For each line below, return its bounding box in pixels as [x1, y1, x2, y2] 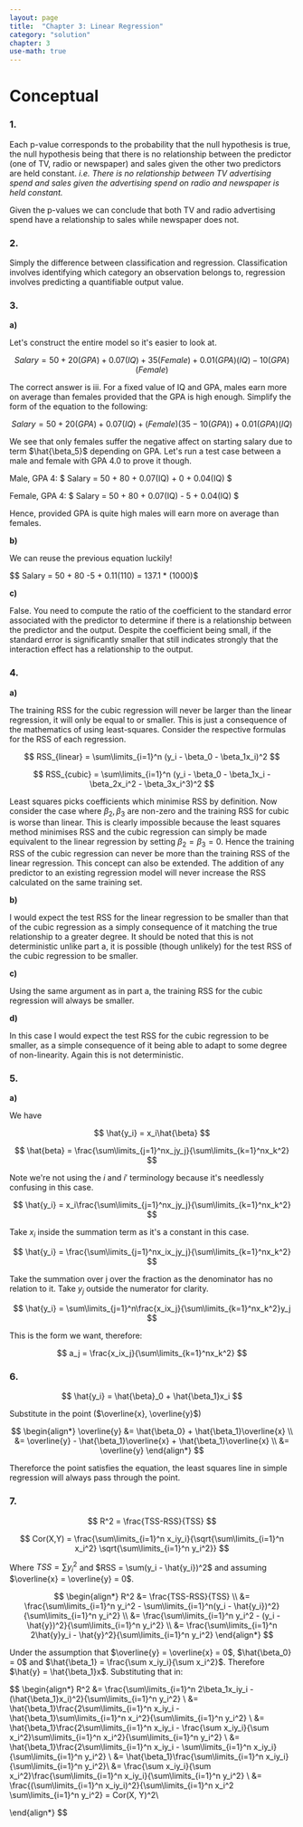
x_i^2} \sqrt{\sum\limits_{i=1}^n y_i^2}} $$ [74, 1543, 230, 1554]
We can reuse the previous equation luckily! [9, 553, 173, 564]
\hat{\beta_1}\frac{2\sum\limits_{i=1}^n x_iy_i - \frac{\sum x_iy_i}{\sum [9, 1722, 270, 1734]
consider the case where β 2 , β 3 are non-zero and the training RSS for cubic [9, 805, 289, 818]
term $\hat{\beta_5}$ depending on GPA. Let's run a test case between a [9, 445, 282, 457]
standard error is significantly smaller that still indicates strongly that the [9, 635, 279, 646]
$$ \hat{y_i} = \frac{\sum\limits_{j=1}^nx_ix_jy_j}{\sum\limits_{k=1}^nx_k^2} [13, 1247, 291, 1258]
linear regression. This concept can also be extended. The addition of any [9, 857, 285, 869]
